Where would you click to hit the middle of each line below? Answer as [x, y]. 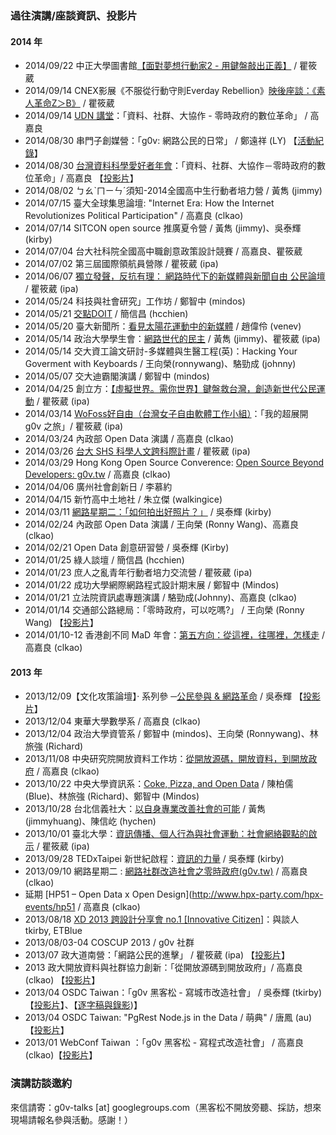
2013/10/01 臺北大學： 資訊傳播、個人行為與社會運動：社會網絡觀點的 [166, 834]
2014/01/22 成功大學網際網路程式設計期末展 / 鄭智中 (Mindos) [152, 585]
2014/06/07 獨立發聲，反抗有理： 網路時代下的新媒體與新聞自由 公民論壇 [175, 276]
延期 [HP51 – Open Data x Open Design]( [108, 894]
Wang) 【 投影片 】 [61, 623]
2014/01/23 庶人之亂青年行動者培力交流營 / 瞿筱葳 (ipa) [138, 573]
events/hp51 [50, 907]
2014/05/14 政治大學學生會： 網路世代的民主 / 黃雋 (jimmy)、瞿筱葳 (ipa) [172, 339]
